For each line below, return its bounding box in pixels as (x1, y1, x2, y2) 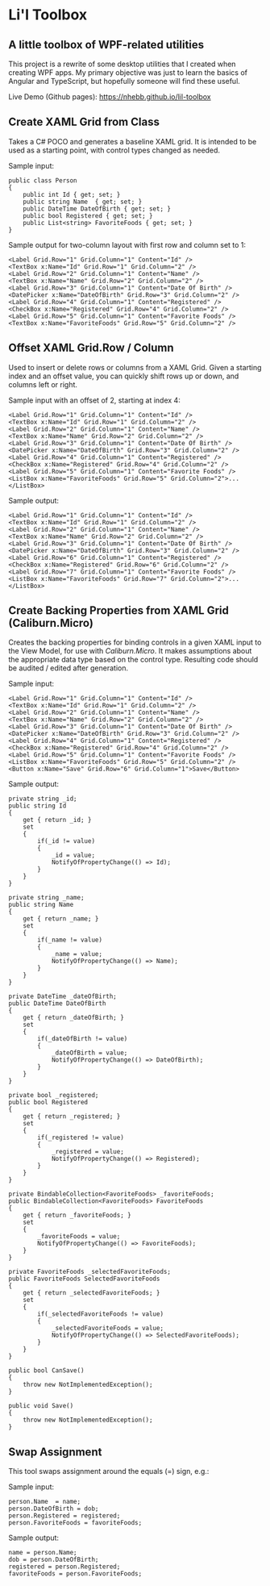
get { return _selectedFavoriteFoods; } (23, 1289, 160, 1297)
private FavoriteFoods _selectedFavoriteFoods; (8, 1268, 172, 1276)
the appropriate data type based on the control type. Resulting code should (8, 655, 259, 665)
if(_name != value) (37, 936, 103, 945)
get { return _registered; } (23, 1112, 121, 1121)
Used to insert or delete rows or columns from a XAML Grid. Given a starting (8, 362, 262, 372)
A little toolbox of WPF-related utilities (8, 38, 205, 52)
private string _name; (8, 894, 85, 902)
